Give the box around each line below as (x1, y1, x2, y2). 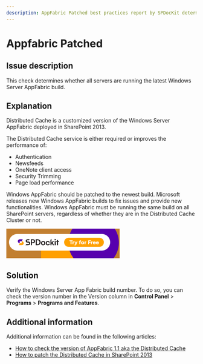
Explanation (6, 101, 53, 112)
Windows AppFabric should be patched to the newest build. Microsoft (6, 191, 180, 198)
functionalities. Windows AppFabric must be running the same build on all (6, 204, 190, 211)
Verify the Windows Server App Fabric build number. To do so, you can (6, 286, 183, 294)
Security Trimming (14, 173, 62, 180)
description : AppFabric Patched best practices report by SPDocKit (6, 10, 180, 16)
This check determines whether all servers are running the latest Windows (6, 76, 192, 84)
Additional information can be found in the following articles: (6, 333, 156, 340)
